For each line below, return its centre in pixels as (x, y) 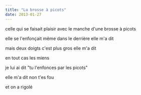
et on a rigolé (19, 87)
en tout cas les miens (27, 57)
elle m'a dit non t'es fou (30, 77)
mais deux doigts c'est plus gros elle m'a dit (51, 48)
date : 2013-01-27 (23, 14)
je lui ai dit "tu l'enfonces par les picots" (47, 67)
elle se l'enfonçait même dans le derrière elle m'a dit (60, 38)
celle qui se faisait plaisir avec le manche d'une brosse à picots (71, 28)
